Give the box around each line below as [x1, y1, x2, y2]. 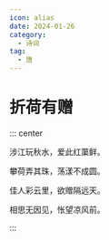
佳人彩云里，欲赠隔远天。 [9, 185, 105, 196]
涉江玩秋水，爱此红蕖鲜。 [9, 146, 105, 157]
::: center [9, 128, 44, 139]
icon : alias [9, 13, 54, 23]
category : [9, 30, 47, 39]
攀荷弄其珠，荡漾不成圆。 [9, 165, 105, 177]
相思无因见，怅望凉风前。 [9, 204, 105, 215]
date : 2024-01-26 [9, 22, 75, 31]
